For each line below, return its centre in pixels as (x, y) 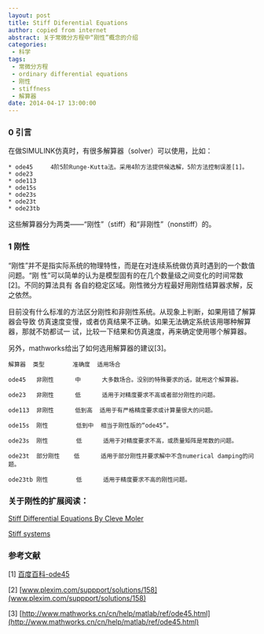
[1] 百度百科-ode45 (39, 574)
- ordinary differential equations (70, 74)
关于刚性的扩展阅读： (48, 501)
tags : (17, 60)
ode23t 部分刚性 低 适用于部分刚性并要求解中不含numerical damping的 (128, 456)
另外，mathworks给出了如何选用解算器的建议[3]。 (90, 348)
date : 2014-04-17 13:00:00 (52, 103)
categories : (27, 45)
